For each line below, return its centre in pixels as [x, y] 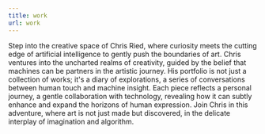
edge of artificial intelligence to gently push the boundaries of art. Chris [125, 54]
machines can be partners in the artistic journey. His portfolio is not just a [127, 71]
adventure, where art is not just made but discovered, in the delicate [119, 113]
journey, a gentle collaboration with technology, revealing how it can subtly [130, 96]
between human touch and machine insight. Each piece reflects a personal [130, 87]
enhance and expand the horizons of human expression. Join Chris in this [128, 105]
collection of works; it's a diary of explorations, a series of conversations [127, 79]
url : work [25, 23]
